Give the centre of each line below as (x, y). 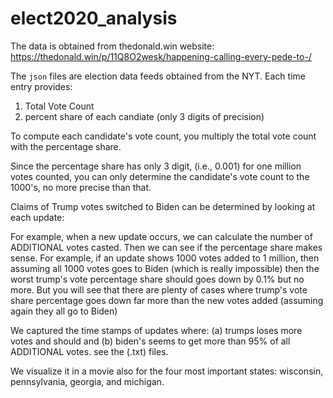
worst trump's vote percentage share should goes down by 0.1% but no (157, 279)
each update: (37, 217)
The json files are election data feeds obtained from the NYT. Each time (158, 76)
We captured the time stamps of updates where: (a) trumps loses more (156, 330)
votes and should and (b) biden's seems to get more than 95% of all (150, 341)
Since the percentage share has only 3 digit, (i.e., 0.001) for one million (156, 166)
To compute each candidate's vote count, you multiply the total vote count (163, 136)
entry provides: (41, 86)
